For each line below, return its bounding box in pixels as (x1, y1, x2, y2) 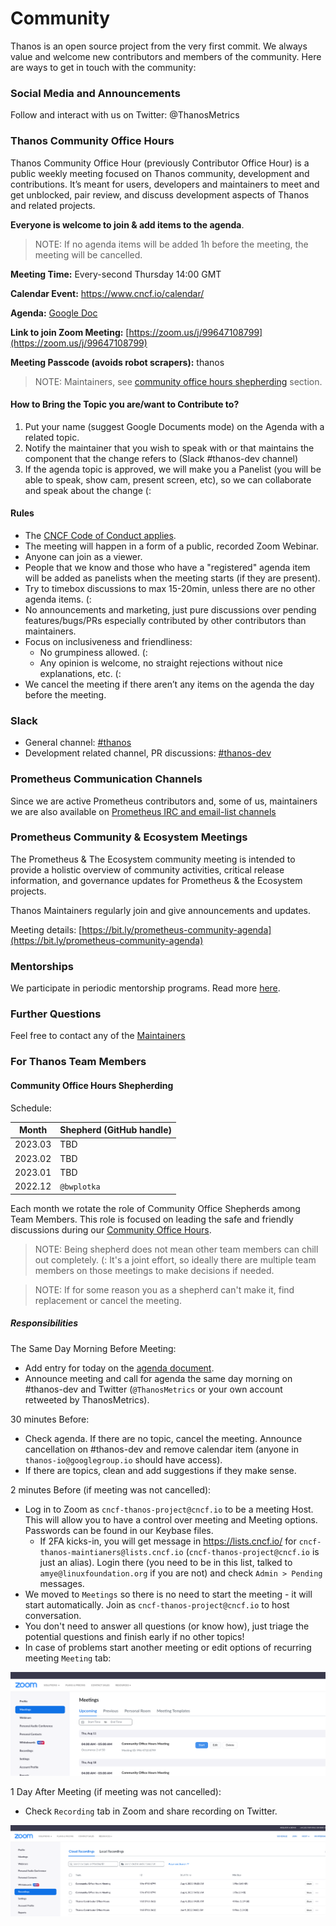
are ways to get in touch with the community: (10, 61, 197, 73)
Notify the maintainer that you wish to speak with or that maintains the (24, 442, 315, 454)
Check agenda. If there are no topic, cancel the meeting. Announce (24, 1432, 303, 1444)
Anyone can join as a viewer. (24, 550, 143, 562)
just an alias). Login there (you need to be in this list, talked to (39, 1556, 293, 1568)
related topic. (24, 431, 80, 443)
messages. (39, 1577, 85, 1589)
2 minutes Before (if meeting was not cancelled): (10, 1483, 212, 1496)
